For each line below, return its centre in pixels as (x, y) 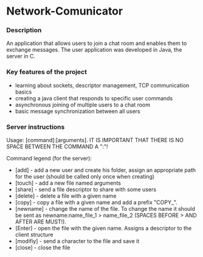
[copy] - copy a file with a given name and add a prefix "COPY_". (96, 202)
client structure (34, 235)
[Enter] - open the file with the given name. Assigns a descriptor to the (103, 228)
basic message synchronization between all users (78, 111)
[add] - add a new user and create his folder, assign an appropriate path (105, 170)
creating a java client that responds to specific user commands (94, 98)
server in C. (21, 57)
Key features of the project (46, 72)
